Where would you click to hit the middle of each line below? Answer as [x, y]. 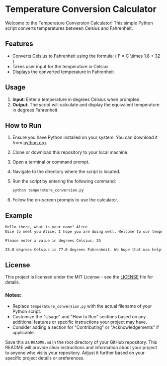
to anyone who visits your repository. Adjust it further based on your [75, 353]
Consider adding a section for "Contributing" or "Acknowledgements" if [85, 327]
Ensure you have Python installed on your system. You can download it [85, 137]
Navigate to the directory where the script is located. [66, 172]
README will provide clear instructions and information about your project [81, 347]
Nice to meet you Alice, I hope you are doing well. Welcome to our [78, 231]
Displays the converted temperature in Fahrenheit [63, 72]
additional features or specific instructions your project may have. [80, 322]
